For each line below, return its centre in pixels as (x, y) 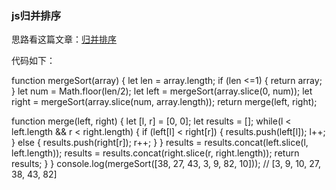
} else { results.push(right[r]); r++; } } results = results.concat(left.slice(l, (160, 143)
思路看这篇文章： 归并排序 (64, 39)
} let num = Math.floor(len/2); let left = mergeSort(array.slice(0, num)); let (162, 91)
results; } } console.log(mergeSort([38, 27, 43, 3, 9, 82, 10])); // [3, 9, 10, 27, (166, 164)
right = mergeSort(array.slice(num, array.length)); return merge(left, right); (164, 102)
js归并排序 (36, 15)
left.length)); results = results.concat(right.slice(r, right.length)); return (155, 153)
